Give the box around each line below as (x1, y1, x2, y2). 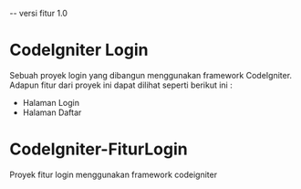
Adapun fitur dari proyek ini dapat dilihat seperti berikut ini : (9, 79, 233, 90)
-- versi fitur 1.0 (9, 8, 68, 18)
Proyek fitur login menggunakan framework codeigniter (9, 169, 217, 180)
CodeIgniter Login (9, 40, 149, 60)
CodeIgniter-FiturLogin (9, 139, 189, 160)
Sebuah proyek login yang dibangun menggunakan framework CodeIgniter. (9, 69, 293, 80)
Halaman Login (22, 97, 80, 108)
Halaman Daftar (22, 107, 82, 118)
